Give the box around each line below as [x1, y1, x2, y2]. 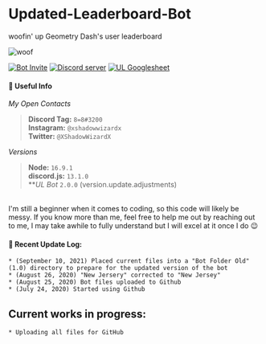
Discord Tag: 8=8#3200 [27, 114, 103, 125]
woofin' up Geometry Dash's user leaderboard [8, 31, 162, 41]
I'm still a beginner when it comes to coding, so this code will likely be [8, 204, 239, 214]
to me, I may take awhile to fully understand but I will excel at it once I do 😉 [8, 221, 259, 231]
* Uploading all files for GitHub [8, 329, 125, 337]
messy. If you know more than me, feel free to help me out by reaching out [8, 212, 256, 222]
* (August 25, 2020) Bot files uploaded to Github [8, 278, 182, 286]
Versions [8, 147, 38, 157]
